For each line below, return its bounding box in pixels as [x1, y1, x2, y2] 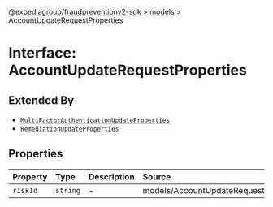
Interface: [8, 44, 77, 63]
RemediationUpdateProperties [19, 125, 119, 133]
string [55, 186, 81, 195]
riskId [12, 186, 38, 195]
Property [12, 170, 48, 182]
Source [142, 170, 171, 182]
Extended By [8, 93, 75, 107]
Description [88, 170, 136, 182]
